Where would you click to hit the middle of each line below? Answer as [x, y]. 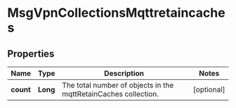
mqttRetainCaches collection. [111, 94]
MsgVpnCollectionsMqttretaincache [117, 13]
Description [124, 73]
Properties [31, 54]
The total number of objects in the [118, 85]
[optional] [209, 89]
